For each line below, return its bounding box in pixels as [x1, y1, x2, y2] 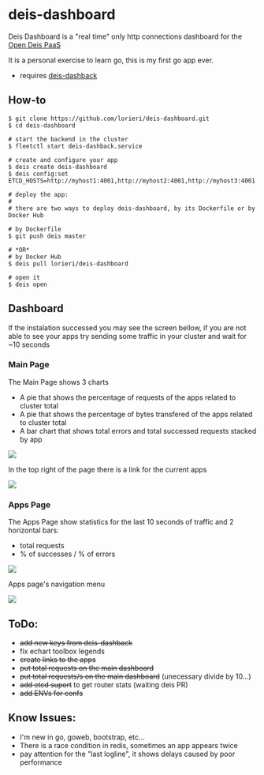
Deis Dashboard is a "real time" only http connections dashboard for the [8, 32, 243, 41]
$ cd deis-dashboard [8, 121, 76, 130]
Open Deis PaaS [8, 40, 61, 49]
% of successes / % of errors [19, 549, 116, 559]
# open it [8, 273, 41, 281]
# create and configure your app [8, 156, 118, 164]
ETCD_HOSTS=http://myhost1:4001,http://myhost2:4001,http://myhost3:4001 [8, 176, 256, 185]
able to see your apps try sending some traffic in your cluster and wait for [8, 331, 247, 340]
